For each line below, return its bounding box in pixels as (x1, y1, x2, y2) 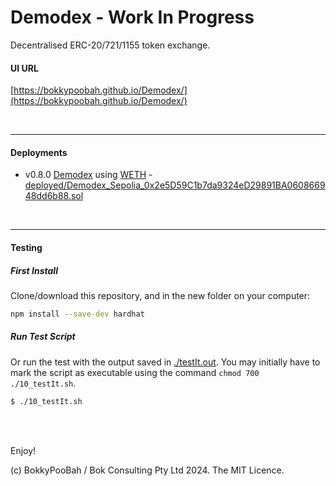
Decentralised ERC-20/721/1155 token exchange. (10, 39, 211, 51)
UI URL (10, 62, 39, 74)
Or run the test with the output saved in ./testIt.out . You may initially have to (10, 356, 321, 368)
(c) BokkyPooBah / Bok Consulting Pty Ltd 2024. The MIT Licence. (10, 464, 285, 476)
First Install (10, 264, 58, 276)
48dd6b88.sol (24, 190, 84, 202)
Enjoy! (10, 444, 37, 456)
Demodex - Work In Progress (10, 6, 255, 29)
